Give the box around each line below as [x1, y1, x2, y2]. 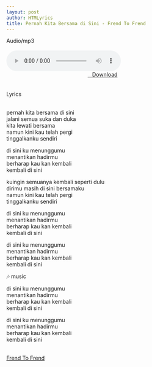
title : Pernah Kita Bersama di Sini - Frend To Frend [6, 20, 147, 26]
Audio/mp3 [6, 37, 35, 45]
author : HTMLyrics [6, 15, 53, 21]
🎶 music [6, 272, 26, 280]
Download [92, 71, 118, 79]
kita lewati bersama [6, 122, 56, 129]
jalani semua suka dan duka [6, 115, 76, 123]
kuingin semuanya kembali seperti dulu [6, 179, 105, 186]
